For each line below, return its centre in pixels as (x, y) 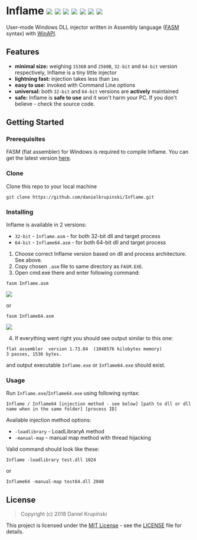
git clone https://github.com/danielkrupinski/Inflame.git (80, 197)
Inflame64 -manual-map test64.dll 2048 (55, 482)
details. (15, 532)
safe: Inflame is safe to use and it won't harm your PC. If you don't (96, 97)
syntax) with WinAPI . (32, 33)
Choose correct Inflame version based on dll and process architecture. (101, 254)
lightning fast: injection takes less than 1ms (67, 78)
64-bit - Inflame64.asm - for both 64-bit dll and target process (90, 242)
